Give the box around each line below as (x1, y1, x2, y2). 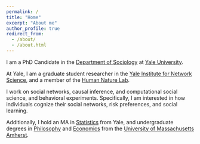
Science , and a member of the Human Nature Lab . (6, 76, 130, 84)
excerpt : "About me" (6, 20, 58, 26)
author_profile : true (6, 25, 60, 32)
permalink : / (6, 8, 39, 15)
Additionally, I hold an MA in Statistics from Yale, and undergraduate (6, 118, 174, 125)
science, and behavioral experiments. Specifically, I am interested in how (6, 94, 186, 102)
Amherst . (6, 131, 29, 138)
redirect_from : (6, 31, 44, 37)
